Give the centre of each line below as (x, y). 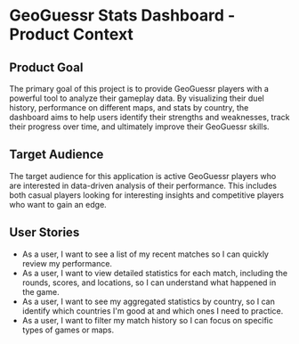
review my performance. (67, 263)
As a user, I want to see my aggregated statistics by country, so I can (149, 301)
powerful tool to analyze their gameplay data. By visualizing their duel (137, 98)
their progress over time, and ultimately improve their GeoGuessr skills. (139, 127)
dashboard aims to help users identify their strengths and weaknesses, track (150, 117)
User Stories (44, 233)
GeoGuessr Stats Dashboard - (122, 16)
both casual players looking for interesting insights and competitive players (147, 195)
